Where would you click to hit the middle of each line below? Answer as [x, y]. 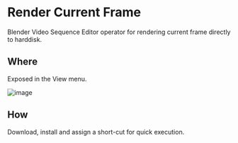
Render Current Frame [74, 12]
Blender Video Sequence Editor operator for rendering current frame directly [119, 32]
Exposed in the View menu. [47, 79]
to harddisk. [25, 39]
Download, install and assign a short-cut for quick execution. [96, 132]
